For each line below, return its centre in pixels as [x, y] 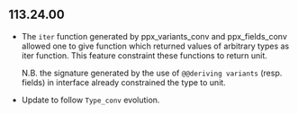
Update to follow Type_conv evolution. [90, 100]
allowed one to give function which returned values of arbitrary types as [155, 46]
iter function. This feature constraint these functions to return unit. [144, 55]
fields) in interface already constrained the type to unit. [123, 82]
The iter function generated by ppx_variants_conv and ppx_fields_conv [154, 36]
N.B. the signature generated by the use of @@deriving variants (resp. [152, 73]
